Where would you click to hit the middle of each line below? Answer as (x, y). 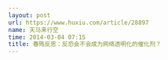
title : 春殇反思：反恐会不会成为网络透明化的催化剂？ (85, 44)
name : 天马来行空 (33, 30)
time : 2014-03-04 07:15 (47, 37)
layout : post (29, 15)
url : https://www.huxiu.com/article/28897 (79, 23)
